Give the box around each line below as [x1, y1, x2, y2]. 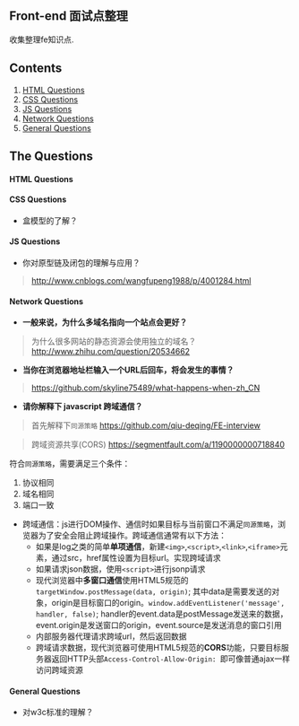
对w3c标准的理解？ [21, 707, 94, 718]
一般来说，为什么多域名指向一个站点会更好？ [21, 317, 188, 328]
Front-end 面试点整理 [9, 8, 128, 24]
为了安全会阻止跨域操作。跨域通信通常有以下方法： [38, 530, 226, 541]
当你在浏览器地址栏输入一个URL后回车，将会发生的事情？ [21, 364, 235, 375]
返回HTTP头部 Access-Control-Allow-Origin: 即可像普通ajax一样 [51, 653, 291, 664]
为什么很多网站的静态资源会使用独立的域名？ [30, 336, 197, 347]
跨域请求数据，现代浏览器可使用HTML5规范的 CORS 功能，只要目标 [35, 643, 282, 653]
